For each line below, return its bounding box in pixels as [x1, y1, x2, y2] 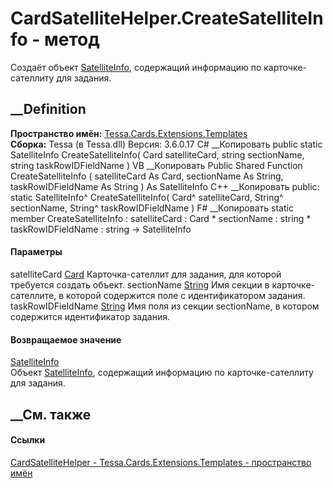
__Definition [10, 101, 87, 118]
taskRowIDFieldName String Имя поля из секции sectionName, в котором [10, 300, 320, 312]
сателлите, [10, 289, 57, 301]
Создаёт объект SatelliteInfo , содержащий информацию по [10, 61, 262, 73]
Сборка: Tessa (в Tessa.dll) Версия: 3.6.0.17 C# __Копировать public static [10, 138, 323, 150]
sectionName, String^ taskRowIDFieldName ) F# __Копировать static [10, 202, 294, 214]
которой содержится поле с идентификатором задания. [66, 289, 306, 301]
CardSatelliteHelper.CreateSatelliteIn [10, 7, 324, 30]
